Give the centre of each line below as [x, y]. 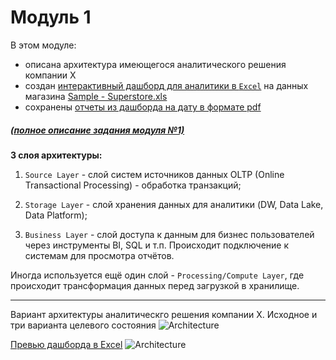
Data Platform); [56, 215]
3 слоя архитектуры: [56, 155]
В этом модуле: [43, 45]
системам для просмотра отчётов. [99, 255]
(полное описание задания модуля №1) [97, 130]
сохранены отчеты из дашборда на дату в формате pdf [143, 107]
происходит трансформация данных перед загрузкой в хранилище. [155, 285]
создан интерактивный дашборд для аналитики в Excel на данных [166, 85]
